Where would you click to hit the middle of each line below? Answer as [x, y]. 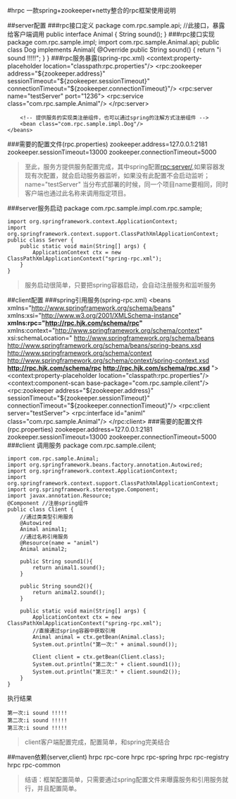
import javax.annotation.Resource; [60, 496]
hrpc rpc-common [34, 765]
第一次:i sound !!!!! [37, 713]
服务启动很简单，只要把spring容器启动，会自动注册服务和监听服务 [120, 285]
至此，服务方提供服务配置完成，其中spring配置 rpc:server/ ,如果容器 [122, 167]
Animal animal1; [44, 529]
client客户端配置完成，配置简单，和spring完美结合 [97, 742]
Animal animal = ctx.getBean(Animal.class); [99, 637]
